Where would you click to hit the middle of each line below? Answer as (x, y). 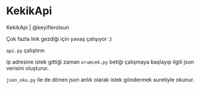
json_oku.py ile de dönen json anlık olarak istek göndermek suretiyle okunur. (100, 80)
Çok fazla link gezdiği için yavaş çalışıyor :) (59, 39)
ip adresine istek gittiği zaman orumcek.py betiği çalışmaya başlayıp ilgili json (100, 62)
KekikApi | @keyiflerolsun (38, 27)
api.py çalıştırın (25, 50)
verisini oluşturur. (28, 68)
